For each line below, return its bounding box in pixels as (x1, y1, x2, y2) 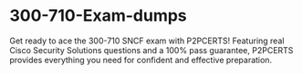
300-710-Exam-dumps (9, 5, 187, 26)
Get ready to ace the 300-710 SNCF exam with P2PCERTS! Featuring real (9, 35, 285, 46)
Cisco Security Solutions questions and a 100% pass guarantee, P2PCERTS (9, 44, 294, 55)
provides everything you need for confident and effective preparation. (9, 54, 272, 65)
